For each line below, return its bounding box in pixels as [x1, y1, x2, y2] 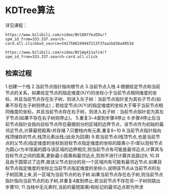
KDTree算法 [5, 5, 55, 16]
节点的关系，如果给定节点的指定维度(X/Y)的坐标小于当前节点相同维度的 [5, 89, 153, 95]
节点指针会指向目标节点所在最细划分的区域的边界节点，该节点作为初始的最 [9, 121, 164, 127]
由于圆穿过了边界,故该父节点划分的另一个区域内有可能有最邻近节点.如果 [9, 159, 158, 165]
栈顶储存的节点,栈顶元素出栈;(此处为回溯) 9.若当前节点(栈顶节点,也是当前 [5, 134, 156, 140]
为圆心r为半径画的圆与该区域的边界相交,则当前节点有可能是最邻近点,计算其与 [5, 146, 164, 152]
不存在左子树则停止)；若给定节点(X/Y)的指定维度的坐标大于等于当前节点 [9, 102, 159, 108]
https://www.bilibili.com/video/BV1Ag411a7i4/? [5, 50, 107, 55]
